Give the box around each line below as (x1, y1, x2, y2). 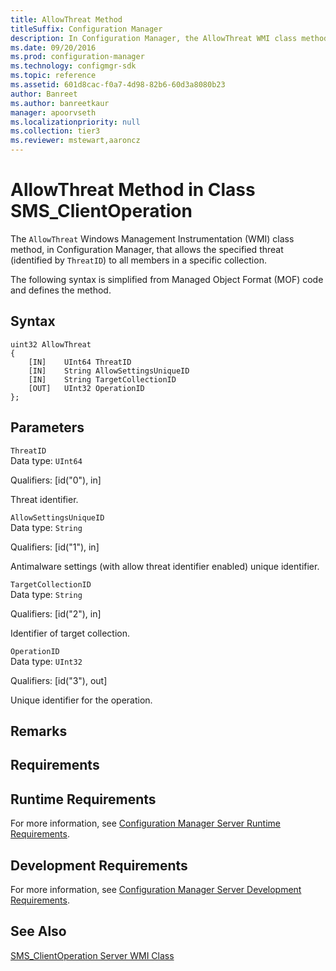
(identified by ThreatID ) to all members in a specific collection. (10, 254, 267, 266)
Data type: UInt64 (10, 454, 83, 466)
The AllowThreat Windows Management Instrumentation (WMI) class (10, 232, 295, 245)
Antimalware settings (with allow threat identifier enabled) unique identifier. (10, 560, 320, 572)
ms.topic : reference (10, 71, 97, 81)
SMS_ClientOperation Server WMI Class (10, 949, 175, 961)
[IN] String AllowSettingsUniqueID (28, 366, 190, 376)
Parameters (10, 419, 85, 436)
